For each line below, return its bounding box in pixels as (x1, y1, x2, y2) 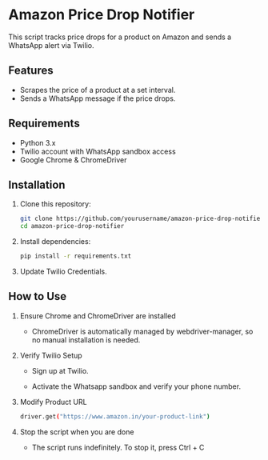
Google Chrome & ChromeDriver (19, 154, 127, 165)
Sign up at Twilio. (31, 366, 90, 375)
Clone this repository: (19, 199, 91, 209)
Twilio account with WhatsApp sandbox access (19, 146, 176, 156)
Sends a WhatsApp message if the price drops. (19, 94, 176, 103)
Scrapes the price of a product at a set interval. (19, 85, 176, 94)
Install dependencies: (19, 237, 91, 246)
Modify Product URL (19, 397, 87, 406)
